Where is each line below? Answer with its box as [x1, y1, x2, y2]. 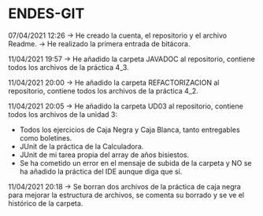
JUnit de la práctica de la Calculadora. [19, 141, 144, 151]
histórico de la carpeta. [8, 198, 83, 208]
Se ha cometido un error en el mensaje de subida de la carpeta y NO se [19, 158, 252, 167]
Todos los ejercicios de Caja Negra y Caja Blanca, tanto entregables [19, 125, 240, 134]
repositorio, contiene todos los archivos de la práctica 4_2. [8, 86, 198, 95]
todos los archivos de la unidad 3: [8, 109, 118, 119]
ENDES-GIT [8, 5, 85, 23]
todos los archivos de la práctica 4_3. [8, 62, 129, 71]
